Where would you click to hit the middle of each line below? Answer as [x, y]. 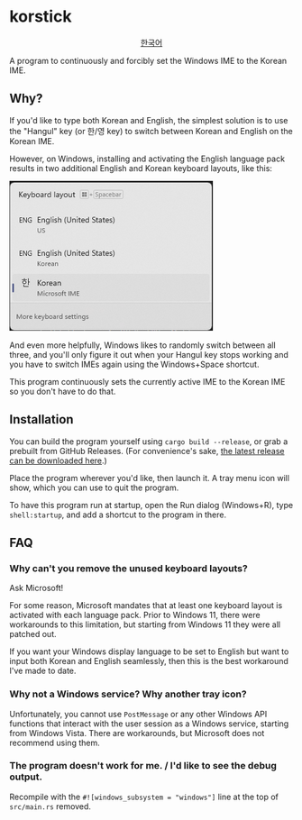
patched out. [33, 634]
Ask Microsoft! [37, 588]
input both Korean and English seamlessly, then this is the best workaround [149, 661]
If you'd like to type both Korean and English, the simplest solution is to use [149, 120]
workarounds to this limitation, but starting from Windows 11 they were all [145, 624]
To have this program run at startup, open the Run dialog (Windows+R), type [151, 505]
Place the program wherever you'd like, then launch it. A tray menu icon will [150, 478]
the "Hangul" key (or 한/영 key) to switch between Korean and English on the [151, 131]
